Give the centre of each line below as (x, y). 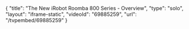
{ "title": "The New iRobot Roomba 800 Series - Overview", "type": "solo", (95, 8)
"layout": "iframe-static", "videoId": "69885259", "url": (71, 14)
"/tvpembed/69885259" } (37, 20)
